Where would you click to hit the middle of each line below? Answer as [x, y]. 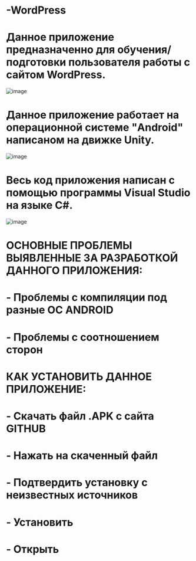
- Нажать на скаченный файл [82, 456]
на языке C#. [39, 206]
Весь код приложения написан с [91, 180]
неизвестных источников [72, 495]
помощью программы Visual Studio [98, 193]
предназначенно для [61, 50]
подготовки [36, 62]
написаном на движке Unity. [80, 140]
